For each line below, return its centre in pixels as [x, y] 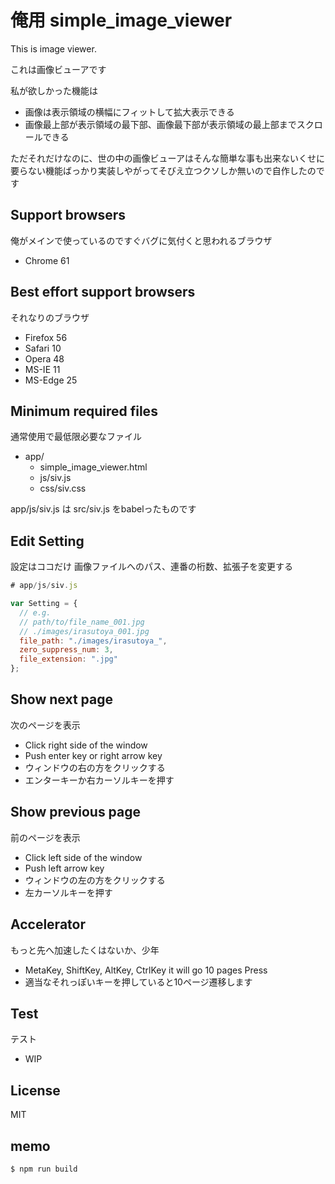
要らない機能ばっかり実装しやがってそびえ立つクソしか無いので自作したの [163, 170]
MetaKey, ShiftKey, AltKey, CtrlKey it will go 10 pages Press [146, 970]
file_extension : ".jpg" [68, 659]
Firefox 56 [46, 337]
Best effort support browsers [103, 292]
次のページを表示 [45, 725]
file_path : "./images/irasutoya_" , [93, 641]
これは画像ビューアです [58, 69]
